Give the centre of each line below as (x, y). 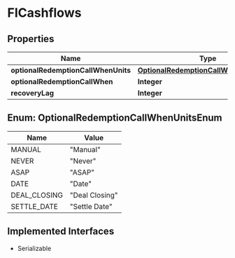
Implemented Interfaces (61, 232)
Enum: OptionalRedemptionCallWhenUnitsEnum (115, 118)
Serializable (34, 248)
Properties (31, 39)
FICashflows (44, 13)
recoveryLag (33, 93)
